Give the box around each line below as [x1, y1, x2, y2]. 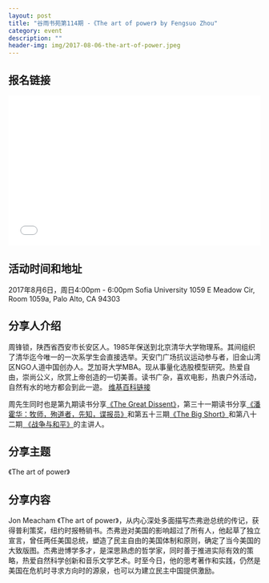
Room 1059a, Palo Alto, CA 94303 [8, 294, 121, 303]
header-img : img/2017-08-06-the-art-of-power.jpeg [8, 42, 181, 50]
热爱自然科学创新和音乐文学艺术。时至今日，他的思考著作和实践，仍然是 [22, 556, 261, 565]
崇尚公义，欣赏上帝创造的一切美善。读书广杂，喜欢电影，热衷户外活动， [22, 372, 261, 382]
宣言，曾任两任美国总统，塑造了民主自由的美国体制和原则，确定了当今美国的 [8, 536, 261, 545]
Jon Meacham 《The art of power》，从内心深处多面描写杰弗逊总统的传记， [8, 516, 252, 525]
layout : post [8, 11, 52, 20]
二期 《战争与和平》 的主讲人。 [8, 419, 109, 429]
